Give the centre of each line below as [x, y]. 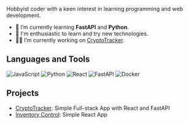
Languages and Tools [48, 60]
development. [24, 15]
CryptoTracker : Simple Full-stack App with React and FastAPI [92, 108]
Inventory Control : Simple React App [61, 114]
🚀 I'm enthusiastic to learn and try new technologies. [82, 34]
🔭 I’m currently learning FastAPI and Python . [72, 27]
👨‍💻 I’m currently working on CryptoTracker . [70, 40]
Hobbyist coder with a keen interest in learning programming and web [95, 9]
